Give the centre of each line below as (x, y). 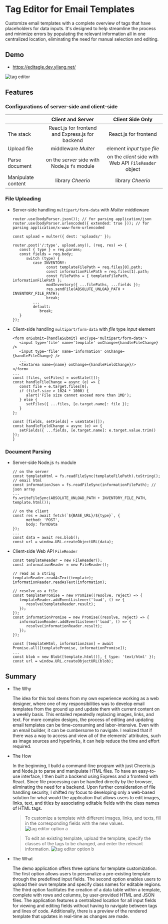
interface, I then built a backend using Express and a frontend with (90, 776)
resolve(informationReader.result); (64, 626)
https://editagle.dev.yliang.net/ (44, 67)
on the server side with (73, 160)
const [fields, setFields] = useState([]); (58, 421)
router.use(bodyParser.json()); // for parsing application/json (82, 219)
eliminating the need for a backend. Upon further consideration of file (84, 787)
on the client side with (133, 157)
